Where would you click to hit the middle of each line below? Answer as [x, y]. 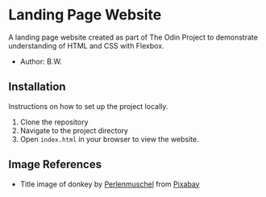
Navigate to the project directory [74, 130]
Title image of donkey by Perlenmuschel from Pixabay [110, 184]
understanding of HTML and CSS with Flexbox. [86, 45]
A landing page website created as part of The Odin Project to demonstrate [133, 37]
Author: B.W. [41, 61]
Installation [37, 87]
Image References [55, 164]
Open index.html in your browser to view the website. [109, 139]
